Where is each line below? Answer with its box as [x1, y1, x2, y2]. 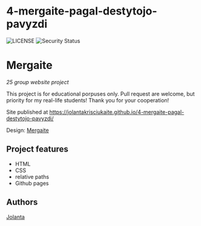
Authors [6, 197, 38, 207]
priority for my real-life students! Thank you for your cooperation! [6, 96, 170, 104]
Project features [6, 144, 68, 155]
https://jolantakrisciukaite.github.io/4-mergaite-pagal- [49, 108, 185, 116]
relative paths [15, 173, 50, 180]
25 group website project [6, 78, 69, 85]
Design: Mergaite [6, 126, 50, 134]
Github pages [15, 179, 49, 187]
